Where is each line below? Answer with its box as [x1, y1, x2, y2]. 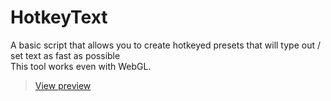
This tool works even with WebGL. [10, 60, 152, 72]
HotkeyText [10, 6, 108, 29]
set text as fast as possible [10, 49, 121, 61]
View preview [34, 79, 92, 91]
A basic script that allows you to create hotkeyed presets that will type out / [10, 39, 321, 51]
